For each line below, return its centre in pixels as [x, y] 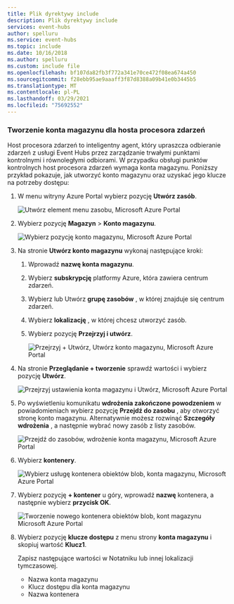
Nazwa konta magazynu [63, 579]
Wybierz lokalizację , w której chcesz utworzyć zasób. [108, 320]
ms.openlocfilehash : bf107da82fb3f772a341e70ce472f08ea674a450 [102, 72]
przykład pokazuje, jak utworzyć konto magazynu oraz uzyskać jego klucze [117, 175]
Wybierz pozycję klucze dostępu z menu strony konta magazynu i [115, 537]
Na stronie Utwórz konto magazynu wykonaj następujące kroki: [110, 251]
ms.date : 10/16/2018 [38, 53]
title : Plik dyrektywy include [53, 14]
